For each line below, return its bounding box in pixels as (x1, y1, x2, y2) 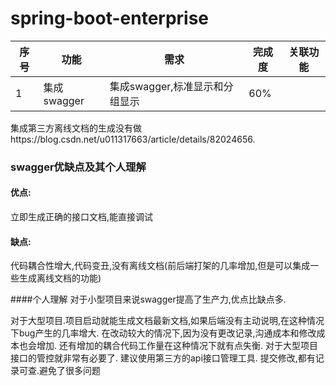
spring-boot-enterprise (10, 7, 210, 30)
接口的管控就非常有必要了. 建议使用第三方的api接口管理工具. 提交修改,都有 (10, 352, 316, 364)
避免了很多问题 (39, 365, 102, 377)
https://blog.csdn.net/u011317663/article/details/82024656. (10, 133, 256, 145)
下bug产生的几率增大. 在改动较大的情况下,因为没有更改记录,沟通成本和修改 (10, 327, 317, 339)
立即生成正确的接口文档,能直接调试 (10, 211, 154, 223)
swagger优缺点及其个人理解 (10, 160, 147, 174)
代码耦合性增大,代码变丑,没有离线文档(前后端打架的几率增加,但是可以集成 (10, 260, 311, 272)
